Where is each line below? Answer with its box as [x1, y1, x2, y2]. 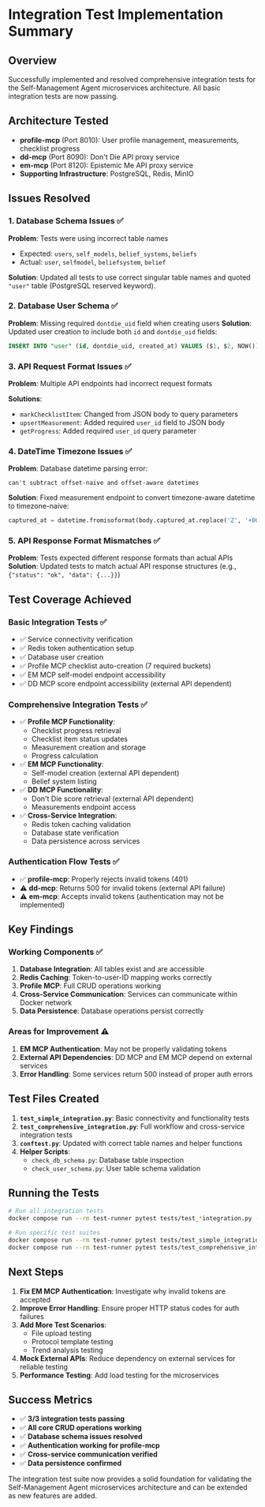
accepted [19, 1295, 51, 1304]
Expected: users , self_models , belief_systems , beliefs [19, 249, 197, 258]
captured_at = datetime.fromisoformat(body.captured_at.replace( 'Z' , [8, 517, 242, 524]
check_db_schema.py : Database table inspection [31, 1155, 184, 1164]
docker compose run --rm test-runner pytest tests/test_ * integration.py [8, 1215, 252, 1223]
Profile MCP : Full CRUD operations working [19, 981, 162, 990]
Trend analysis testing [31, 1345, 104, 1355]
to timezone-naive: [8, 502, 69, 511]
